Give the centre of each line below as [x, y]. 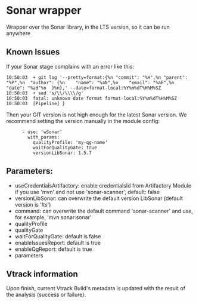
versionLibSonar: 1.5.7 [62, 153]
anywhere [18, 33]
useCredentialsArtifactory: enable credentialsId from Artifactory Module [103, 185]
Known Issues [33, 52]
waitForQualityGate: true [65, 148]
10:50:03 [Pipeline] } [36, 103]
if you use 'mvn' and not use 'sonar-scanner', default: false [87, 192]
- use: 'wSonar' [42, 132]
